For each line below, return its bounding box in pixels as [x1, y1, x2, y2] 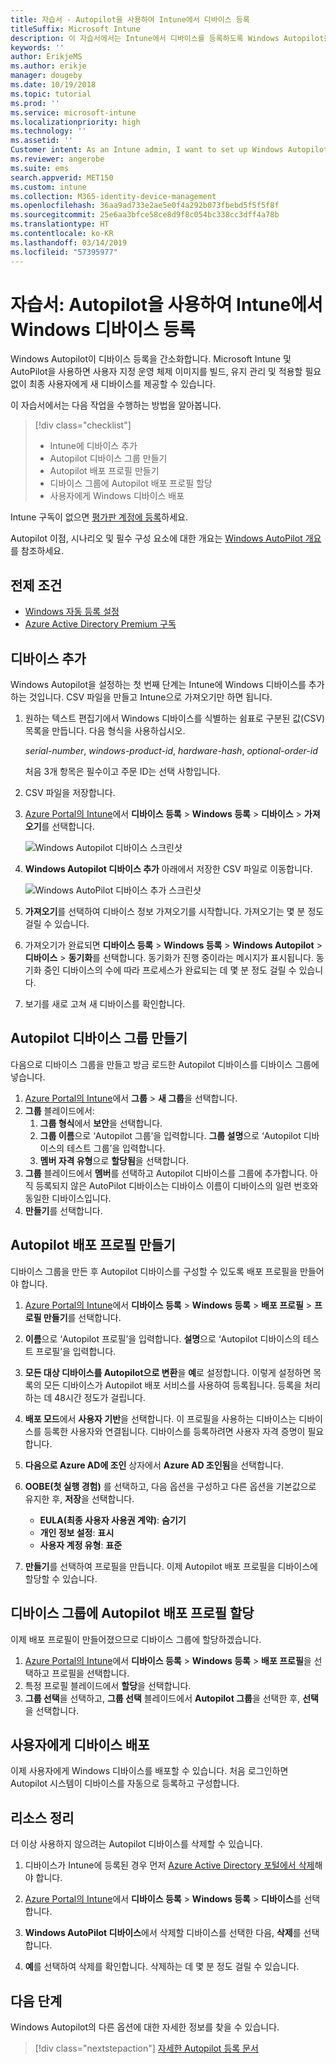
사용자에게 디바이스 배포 [10, 1736, 150, 1753]
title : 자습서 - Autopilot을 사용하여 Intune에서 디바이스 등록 [10, 14, 250, 25]
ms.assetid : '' [10, 136, 74, 146]
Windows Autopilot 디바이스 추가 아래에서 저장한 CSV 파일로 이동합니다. [24, 863, 313, 875]
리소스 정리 [10, 1809, 75, 1826]
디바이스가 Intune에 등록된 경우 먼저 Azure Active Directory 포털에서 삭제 [24, 1859, 315, 1871]
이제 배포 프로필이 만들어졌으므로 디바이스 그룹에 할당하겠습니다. [10, 1633, 262, 1645]
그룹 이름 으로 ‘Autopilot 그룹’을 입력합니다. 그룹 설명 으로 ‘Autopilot [39, 1129, 302, 1141]
